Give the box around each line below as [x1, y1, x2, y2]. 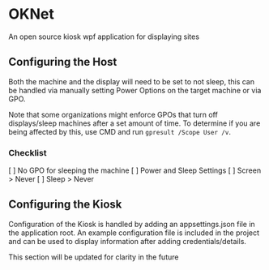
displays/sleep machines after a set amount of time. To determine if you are [8, 118, 261, 128]
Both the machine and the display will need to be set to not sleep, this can [8, 76, 255, 86]
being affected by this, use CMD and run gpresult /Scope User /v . [8, 126, 231, 136]
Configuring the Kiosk [8, 198, 122, 212]
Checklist [8, 147, 47, 158]
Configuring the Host [8, 55, 117, 69]
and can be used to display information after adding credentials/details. [8, 236, 247, 246]
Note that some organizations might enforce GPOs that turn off [8, 109, 219, 119]
